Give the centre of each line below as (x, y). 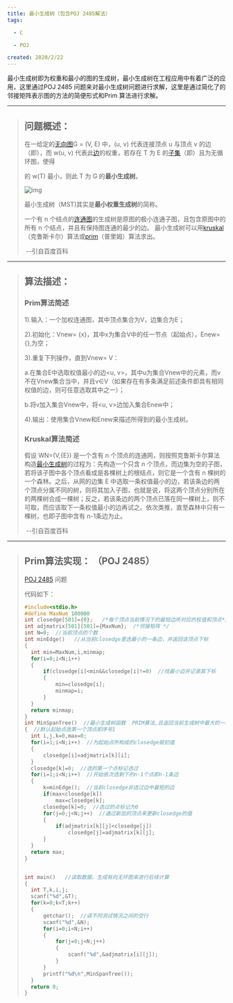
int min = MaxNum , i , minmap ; (68, 652)
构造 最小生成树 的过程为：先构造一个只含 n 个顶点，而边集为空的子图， (125, 464)
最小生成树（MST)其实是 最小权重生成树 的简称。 (93, 204)
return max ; (48, 852)
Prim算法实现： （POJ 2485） (89, 561)
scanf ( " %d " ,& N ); (66, 922)
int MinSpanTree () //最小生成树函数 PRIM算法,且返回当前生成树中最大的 (122, 723)
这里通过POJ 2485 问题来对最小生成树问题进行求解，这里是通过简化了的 (122, 87)
